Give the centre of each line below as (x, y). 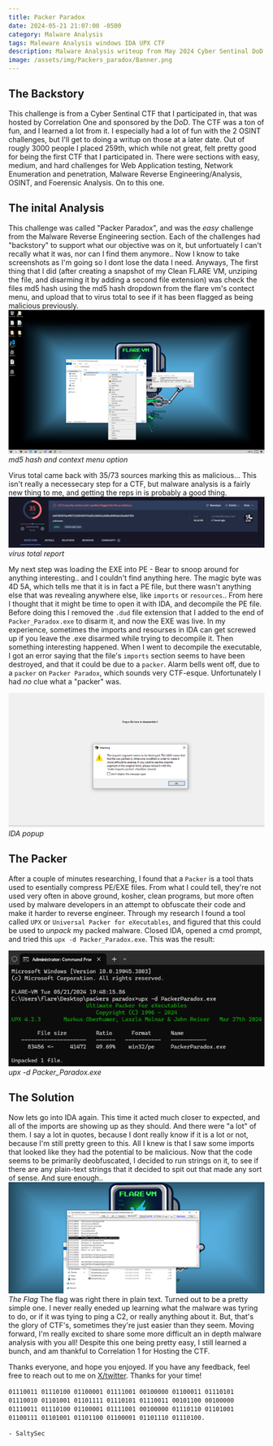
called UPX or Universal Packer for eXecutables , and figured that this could (135, 922)
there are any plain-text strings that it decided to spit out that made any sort (135, 1169)
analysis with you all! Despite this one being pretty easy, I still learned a (128, 1343)
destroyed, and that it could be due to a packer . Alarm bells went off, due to (134, 664)
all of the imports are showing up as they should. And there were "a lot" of (133, 1126)
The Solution (41, 1098)
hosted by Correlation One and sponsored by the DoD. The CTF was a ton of (136, 122)
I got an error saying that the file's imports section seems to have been (127, 655)
